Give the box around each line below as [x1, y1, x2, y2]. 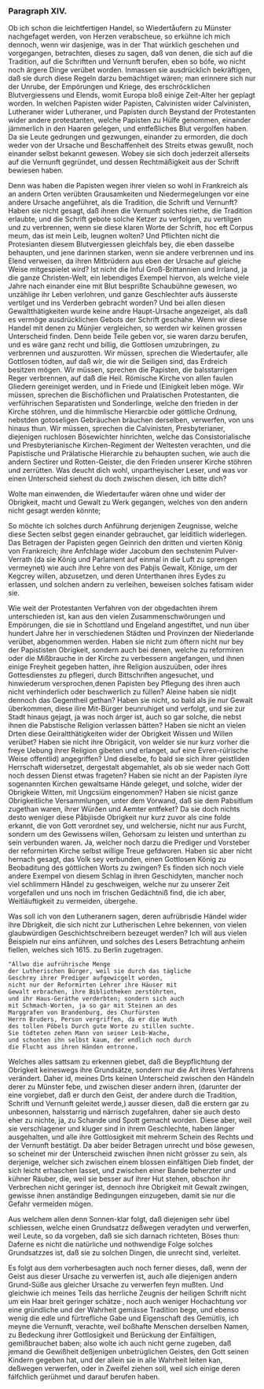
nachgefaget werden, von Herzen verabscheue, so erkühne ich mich [8, 32, 230, 41]
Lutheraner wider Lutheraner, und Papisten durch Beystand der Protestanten [8, 107, 256, 117]
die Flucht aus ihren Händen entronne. [8, 1043, 139, 1051]
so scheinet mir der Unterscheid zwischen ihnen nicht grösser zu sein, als [8, 1149, 247, 1159]
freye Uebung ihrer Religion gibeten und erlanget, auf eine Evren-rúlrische [8, 746, 249, 756]
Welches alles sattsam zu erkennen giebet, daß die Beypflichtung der [8, 1057, 233, 1067]
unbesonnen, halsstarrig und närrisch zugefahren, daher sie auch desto [8, 1107, 241, 1116]
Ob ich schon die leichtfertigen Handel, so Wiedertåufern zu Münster [8, 24, 232, 33]
